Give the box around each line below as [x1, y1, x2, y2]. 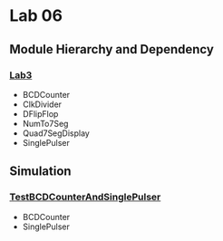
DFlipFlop [22, 108, 59, 119]
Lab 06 [9, 5, 63, 26]
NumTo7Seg [22, 118, 69, 129]
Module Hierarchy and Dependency [9, 42, 215, 57]
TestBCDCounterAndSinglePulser [9, 191, 161, 204]
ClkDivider [22, 99, 62, 110]
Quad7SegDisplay [22, 128, 91, 139]
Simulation [9, 164, 72, 179]
